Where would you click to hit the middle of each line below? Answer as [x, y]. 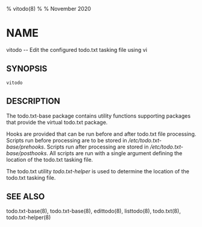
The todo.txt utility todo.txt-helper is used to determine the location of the [98, 171]
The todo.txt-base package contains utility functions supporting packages [99, 116]
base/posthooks [27, 153]
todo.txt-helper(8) [29, 217]
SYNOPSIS [27, 69]
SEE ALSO [26, 197]
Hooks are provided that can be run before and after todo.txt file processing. [101, 134]
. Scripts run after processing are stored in [96, 147]
